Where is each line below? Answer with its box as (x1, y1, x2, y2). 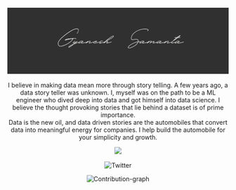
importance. (100, 111, 136, 119)
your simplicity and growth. (78, 133, 158, 142)
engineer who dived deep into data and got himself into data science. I (16, 96, 220, 104)
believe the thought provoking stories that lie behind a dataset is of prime (12, 103, 224, 112)
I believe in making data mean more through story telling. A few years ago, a (8, 81, 228, 90)
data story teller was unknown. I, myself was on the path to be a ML (20, 88, 216, 97)
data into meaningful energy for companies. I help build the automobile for (10, 125, 226, 134)
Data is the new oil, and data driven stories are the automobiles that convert (8, 118, 228, 127)
